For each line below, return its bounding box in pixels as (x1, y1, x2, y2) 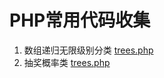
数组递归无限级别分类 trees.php (23, 44, 154, 56)
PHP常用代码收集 (9, 9, 151, 32)
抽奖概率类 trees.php (23, 56, 111, 68)
